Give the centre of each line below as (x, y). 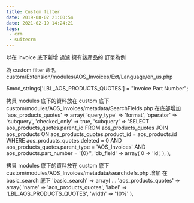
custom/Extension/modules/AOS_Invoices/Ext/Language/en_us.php (90, 77)
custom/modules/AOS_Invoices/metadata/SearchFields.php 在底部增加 (94, 108)
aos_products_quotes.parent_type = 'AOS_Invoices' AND (76, 147)
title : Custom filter (33, 12)
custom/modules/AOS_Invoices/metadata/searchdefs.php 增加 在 (87, 173)
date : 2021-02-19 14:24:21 (40, 23)
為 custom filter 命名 (31, 70)
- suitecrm (22, 40)
